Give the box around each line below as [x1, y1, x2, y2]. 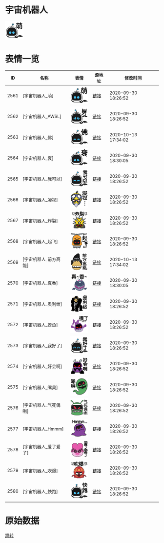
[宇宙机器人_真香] [22, 280, 58, 286]
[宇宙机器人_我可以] [22, 176, 62, 182]
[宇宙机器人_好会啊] [22, 363, 62, 369]
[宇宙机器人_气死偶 [22, 402, 61, 408]
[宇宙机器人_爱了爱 [22, 444, 61, 450]
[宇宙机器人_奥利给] [22, 301, 62, 307]
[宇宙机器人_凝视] [22, 197, 58, 203]
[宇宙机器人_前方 [22, 256, 57, 262]
